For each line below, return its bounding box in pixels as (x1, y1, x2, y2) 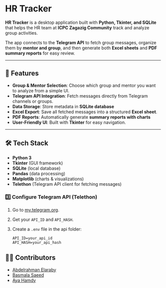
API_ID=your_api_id (12, 235, 53, 241)
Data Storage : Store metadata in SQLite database (12, 103, 115, 109)
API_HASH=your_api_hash (12, 240, 62, 245)
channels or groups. (12, 98, 53, 104)
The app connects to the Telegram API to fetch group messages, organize (5, 39, 157, 45)
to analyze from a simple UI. (12, 87, 70, 93)
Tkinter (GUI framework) (12, 160, 63, 166)
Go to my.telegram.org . (12, 207, 59, 213)
